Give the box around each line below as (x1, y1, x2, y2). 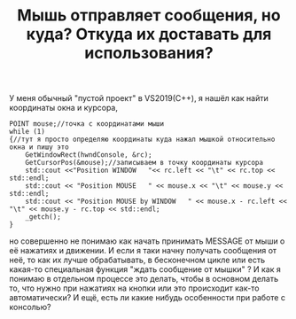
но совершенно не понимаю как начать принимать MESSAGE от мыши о (9, 236, 285, 246)
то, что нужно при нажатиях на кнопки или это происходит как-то (9, 283, 260, 293)
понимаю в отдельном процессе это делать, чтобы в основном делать (9, 274, 279, 284)
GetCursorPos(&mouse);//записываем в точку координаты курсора (25, 159, 264, 167)
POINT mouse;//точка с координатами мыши (9, 120, 165, 128)
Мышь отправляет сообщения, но (17, 5, 281, 26)
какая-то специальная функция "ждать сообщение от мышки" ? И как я (9, 264, 281, 275)
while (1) (9, 128, 46, 136)
